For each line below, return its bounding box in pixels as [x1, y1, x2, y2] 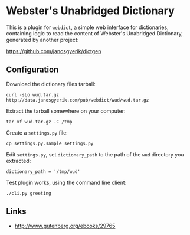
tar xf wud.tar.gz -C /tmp [6, 119, 73, 125]
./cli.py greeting [6, 190, 51, 196]
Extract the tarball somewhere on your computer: [6, 107, 126, 115]
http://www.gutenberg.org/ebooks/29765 [14, 222, 116, 229]
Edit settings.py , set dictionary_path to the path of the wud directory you [6, 151, 184, 158]
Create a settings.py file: [6, 129, 68, 136]
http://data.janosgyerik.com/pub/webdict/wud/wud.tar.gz [6, 97, 149, 103]
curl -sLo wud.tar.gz [6, 92, 60, 98]
